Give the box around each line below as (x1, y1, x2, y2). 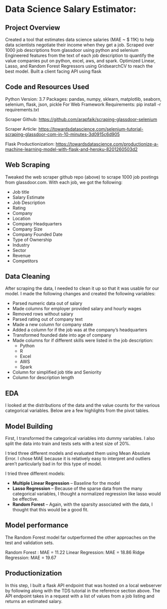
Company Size (12, 226, 43, 232)
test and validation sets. (5, 540, 54, 546)
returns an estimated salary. (5, 598, 63, 604)
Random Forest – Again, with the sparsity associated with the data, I (12, 501, 153, 507)
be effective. (12, 496, 38, 502)
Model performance (5, 521, 69, 530)
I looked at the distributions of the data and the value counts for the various (5, 403, 160, 408)
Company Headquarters (12, 220, 62, 226)
